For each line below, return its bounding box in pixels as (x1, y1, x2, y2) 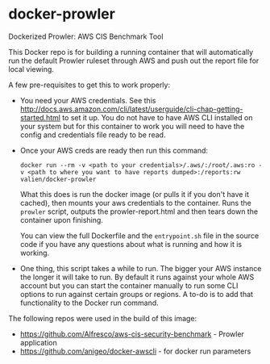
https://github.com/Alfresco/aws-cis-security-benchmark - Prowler (19, 328, 244, 339)
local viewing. (8, 64, 55, 73)
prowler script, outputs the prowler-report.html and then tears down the (19, 207, 259, 216)
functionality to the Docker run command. (19, 298, 159, 308)
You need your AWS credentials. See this (19, 95, 156, 105)
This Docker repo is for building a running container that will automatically (8, 47, 254, 56)
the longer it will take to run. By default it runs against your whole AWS (19, 272, 255, 282)
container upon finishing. (19, 215, 103, 224)
